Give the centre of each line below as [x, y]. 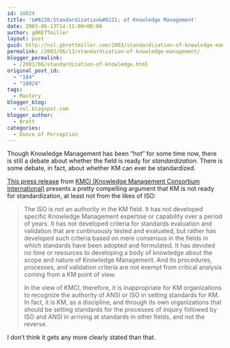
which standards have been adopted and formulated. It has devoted [119, 245]
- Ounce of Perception [46, 134]
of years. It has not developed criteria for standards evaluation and [118, 224]
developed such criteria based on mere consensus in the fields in [116, 238]
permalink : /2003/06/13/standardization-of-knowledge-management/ [104, 52]
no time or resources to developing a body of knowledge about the [118, 253]
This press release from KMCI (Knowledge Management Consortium [104, 181]
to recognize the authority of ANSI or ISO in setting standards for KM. [122, 295]
